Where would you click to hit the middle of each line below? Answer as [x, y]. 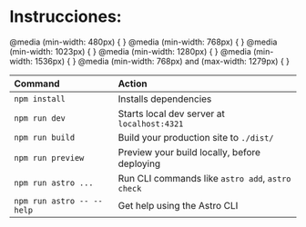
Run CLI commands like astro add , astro [204, 178]
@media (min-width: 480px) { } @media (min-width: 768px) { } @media [143, 42]
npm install [40, 99]
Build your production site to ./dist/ [196, 137]
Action [133, 84]
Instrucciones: [66, 17]
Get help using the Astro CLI [178, 205]
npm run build [45, 137]
